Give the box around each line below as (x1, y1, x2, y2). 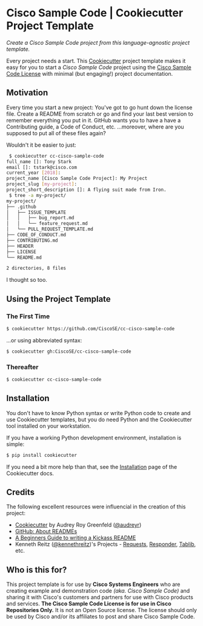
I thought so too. (6, 276, 47, 284)
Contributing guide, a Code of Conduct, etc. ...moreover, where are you (6, 123, 184, 130)
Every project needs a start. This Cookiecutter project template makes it (6, 57, 186, 64)
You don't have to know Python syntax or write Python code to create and (6, 409, 191, 416)
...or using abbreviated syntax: (6, 336, 82, 344)
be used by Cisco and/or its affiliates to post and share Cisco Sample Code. (6, 613, 195, 621)
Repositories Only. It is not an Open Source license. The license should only (6, 607, 197, 614)
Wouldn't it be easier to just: (6, 141, 77, 148)
